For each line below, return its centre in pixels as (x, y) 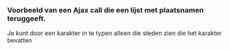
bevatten (20, 41)
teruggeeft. (26, 18)
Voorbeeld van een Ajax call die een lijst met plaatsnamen (106, 10)
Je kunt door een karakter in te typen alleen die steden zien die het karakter (115, 33)
